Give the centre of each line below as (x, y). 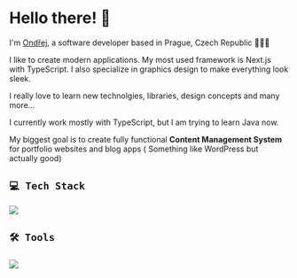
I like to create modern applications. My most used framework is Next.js (141, 59)
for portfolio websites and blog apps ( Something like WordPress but (134, 149)
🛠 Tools (32, 238)
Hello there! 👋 (60, 18)
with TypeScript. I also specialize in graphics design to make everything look (149, 69)
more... (22, 104)
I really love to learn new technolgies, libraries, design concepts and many (145, 96)
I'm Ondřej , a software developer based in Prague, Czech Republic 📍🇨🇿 (140, 42)
